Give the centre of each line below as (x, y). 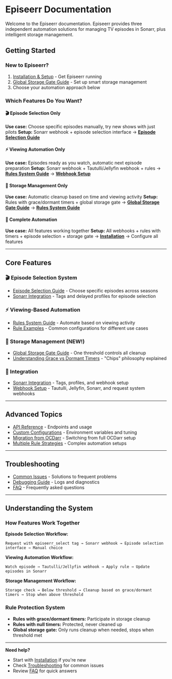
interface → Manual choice (34, 548)
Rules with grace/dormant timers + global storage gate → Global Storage (82, 202)
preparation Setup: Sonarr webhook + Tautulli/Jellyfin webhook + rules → (83, 168)
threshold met (27, 635)
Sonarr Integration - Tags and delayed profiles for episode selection (84, 296)
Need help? (18, 650)
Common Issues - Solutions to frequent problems (64, 476)
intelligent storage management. (39, 34)
